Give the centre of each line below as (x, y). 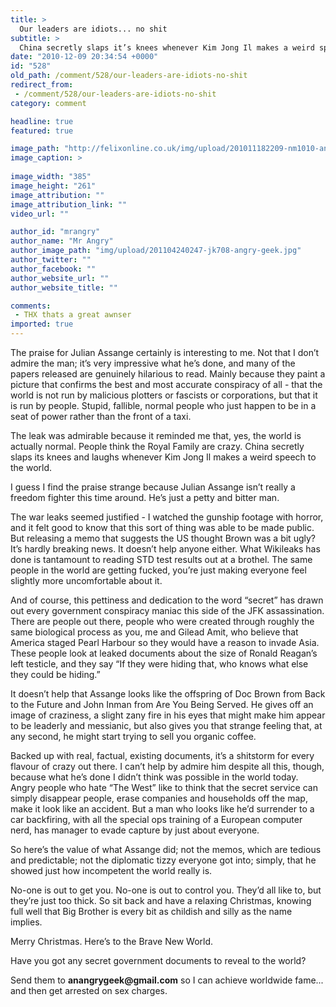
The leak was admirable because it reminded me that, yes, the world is (156, 435)
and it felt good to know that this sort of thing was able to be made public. (162, 527)
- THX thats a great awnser (73, 315)
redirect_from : (42, 85)
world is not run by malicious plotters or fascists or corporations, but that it (164, 395)
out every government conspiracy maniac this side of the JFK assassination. (167, 610)
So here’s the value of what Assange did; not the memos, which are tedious (166, 849)
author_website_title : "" (64, 287)
